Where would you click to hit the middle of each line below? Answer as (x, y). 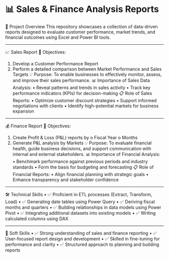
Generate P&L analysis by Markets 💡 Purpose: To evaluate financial (82, 143)
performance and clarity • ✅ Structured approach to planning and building (82, 244)
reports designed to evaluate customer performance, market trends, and (80, 32)
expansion (23, 111)
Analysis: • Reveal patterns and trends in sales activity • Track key (81, 88)
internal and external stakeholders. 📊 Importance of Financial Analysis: (86, 154)
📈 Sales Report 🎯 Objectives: (36, 52)
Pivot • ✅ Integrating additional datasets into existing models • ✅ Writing (80, 213)
